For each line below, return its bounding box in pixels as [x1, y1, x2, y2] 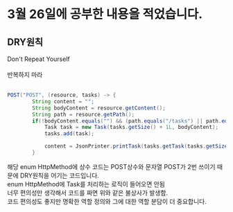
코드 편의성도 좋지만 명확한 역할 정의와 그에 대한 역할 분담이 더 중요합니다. [7, 197, 207, 205]
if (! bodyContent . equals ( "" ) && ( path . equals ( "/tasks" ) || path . [32, 117, 222, 125]
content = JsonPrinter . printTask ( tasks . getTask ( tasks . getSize [44, 143, 228, 150]
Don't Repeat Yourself [7, 55, 71, 63]
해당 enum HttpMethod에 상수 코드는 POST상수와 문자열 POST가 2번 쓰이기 [7, 162, 216, 170]
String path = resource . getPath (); [32, 111, 135, 118]
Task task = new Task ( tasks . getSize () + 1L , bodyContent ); [44, 124, 218, 131]
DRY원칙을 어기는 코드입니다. [19, 171, 99, 179]
